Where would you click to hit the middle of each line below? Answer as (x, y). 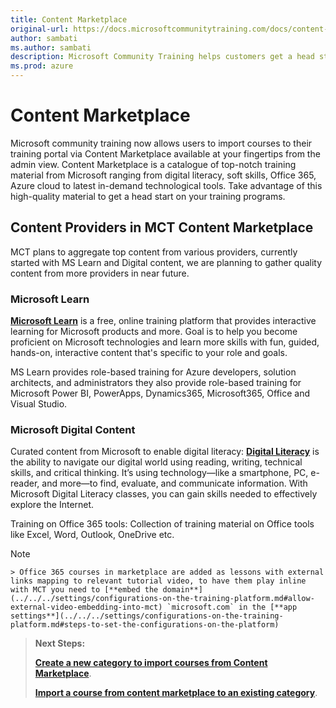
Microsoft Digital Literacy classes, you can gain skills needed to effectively (164, 494)
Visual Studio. (39, 404)
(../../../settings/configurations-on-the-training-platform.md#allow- (162, 599)
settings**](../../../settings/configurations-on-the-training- (147, 616)
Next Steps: (60, 643)
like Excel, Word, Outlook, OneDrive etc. (92, 535)
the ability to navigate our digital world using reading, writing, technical (156, 462)
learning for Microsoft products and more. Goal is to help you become (154, 332)
